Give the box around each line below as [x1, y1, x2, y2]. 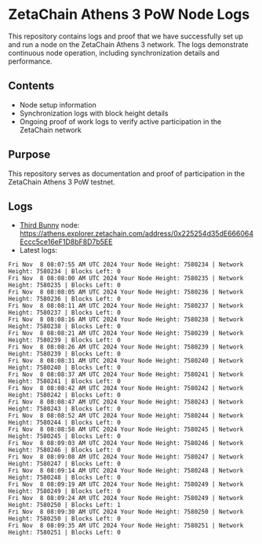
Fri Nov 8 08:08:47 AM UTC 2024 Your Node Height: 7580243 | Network [8, 398, 244, 406]
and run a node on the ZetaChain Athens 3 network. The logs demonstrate [8, 39, 249, 49]
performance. [8, 57, 53, 66]
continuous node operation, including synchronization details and [8, 48, 220, 57]
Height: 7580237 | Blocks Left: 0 [8, 309, 122, 317]
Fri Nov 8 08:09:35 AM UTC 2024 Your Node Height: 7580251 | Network [8, 522, 244, 530]
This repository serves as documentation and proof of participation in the [8, 169, 246, 178]
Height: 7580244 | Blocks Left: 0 [8, 418, 122, 427]
